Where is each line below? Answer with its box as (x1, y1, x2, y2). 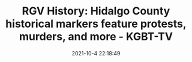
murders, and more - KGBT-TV (19, 30, 173, 43)
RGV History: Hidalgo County (22, 4, 170, 18)
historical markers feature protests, (5, 17, 187, 31)
